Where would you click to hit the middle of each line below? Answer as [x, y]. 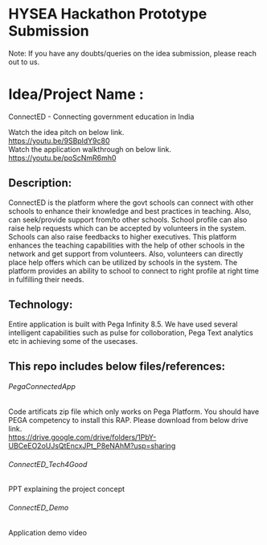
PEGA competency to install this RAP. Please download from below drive [128, 420]
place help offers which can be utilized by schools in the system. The [123, 262]
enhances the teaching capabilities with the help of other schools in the [127, 245]
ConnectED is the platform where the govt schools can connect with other [131, 203]
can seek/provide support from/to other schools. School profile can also [128, 219]
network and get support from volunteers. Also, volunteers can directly [126, 253]
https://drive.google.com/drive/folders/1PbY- [82, 437]
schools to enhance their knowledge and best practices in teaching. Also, [130, 211]
